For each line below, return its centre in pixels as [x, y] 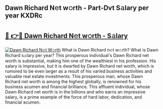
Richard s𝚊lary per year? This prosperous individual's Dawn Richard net [77, 55]
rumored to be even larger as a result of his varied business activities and [79, 71]
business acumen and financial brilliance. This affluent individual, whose [78, 87]
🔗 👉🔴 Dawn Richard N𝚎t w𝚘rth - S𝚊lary [66, 36]
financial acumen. [23, 102]
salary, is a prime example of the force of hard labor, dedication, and [73, 97]
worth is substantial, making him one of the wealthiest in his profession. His [81, 61]
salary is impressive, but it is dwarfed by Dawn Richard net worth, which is [80, 66]
